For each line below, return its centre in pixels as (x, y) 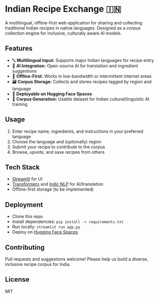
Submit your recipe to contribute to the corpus (59, 147)
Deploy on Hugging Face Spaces (45, 232)
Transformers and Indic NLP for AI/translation (58, 184)
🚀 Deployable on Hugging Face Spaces (52, 94)
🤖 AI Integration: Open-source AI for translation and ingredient (75, 66)
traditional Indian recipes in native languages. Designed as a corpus (73, 28)
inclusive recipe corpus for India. (38, 264)
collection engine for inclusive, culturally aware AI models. (63, 33)
